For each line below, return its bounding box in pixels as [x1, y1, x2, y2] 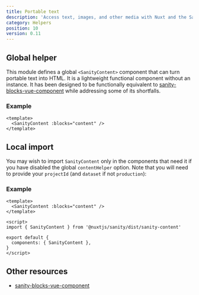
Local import [6, 142, 54, 152]
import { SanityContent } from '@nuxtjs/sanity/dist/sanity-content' [6, 225, 182, 230]
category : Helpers [6, 20, 52, 25]
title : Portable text [6, 8, 60, 15]
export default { [6, 235, 49, 241]
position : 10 [6, 25, 38, 31]
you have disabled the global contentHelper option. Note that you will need [6, 164, 188, 171]
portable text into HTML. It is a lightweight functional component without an [6, 75, 191, 82]
